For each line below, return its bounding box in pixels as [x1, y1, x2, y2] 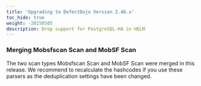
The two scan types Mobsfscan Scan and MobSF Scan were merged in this [6, 59, 195, 67]
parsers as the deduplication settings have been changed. [6, 72, 152, 79]
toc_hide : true [6, 15, 45, 21]
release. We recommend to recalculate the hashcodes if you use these [6, 66, 183, 73]
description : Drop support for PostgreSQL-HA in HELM [6, 25, 146, 32]
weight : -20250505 [6, 20, 53, 26]
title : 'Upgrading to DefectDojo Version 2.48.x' [6, 8, 135, 15]
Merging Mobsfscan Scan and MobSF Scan [6, 46, 137, 55]
